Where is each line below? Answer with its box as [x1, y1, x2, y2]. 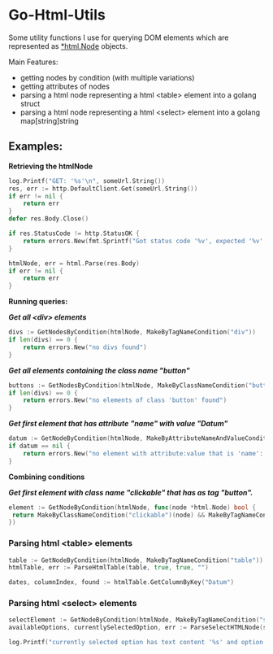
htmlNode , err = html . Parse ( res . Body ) [8, 259, 140, 268]
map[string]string [19, 116, 79, 125]
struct [19, 98, 41, 108]
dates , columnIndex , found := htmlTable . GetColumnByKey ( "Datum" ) [8, 578, 234, 586]
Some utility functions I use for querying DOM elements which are [8, 33, 229, 42]
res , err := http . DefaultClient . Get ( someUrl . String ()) [8, 185, 198, 193]
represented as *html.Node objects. [8, 41, 128, 50]
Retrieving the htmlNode [8, 161, 93, 171]
